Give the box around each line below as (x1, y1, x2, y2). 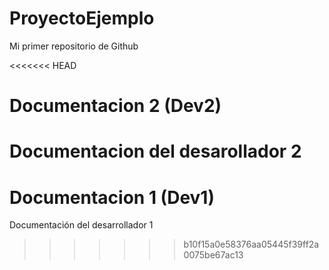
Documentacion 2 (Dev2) (9, 95, 222, 117)
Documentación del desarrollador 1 (9, 219, 154, 231)
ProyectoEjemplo (9, 7, 155, 30)
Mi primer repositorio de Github (9, 40, 139, 52)
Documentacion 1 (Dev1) (9, 186, 215, 209)
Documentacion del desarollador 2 (9, 140, 302, 163)
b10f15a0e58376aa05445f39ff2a (183, 238, 320, 251)
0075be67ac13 (183, 249, 244, 261)
